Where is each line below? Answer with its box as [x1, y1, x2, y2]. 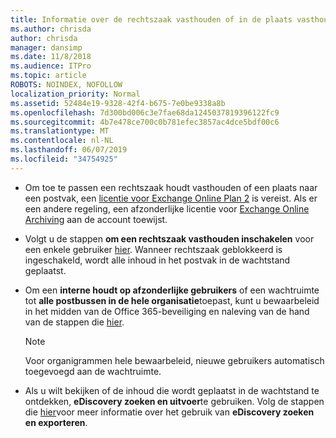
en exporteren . [24, 416, 88, 428]
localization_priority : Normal [10, 89, 141, 99]
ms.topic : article [10, 71, 87, 81]
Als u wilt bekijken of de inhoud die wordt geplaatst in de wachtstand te [24, 384, 320, 396]
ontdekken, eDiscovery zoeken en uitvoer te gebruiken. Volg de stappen [24, 395, 325, 407]
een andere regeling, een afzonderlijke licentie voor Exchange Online [24, 202, 310, 215]
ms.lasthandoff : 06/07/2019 [10, 145, 128, 155]
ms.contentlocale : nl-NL [10, 136, 114, 146]
